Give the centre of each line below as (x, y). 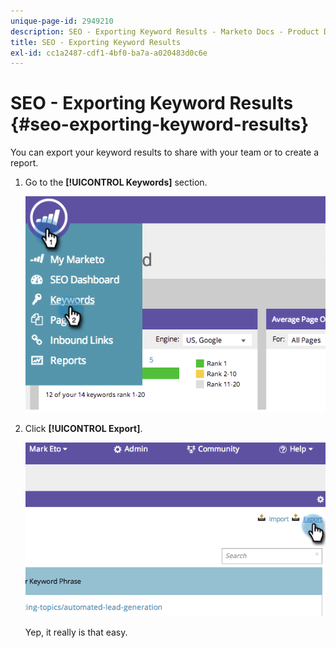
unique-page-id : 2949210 (62, 21)
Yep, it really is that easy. (76, 632)
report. (24, 163)
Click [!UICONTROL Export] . (83, 428)
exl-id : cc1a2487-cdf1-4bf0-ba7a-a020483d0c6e (109, 53)
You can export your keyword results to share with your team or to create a (165, 152)
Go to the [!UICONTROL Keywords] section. (116, 182)
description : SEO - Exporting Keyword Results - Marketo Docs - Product (165, 31)
